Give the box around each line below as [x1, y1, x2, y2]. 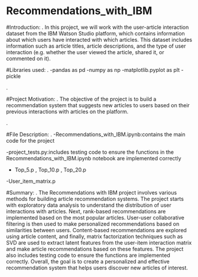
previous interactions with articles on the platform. [6, 108, 129, 115]
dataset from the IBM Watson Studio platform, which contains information [6, 29, 185, 37]
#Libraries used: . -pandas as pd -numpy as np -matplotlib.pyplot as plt [6, 66, 180, 73]
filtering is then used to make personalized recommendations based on [6, 220, 180, 227]
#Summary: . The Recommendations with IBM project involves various [6, 189, 177, 196]
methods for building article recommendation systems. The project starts [6, 195, 184, 202]
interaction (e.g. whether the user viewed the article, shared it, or [6, 48, 164, 55]
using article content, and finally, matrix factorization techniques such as [6, 233, 183, 240]
